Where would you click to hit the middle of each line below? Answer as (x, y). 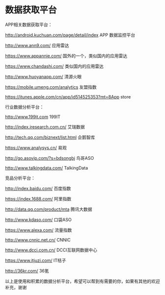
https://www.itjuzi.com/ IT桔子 (36, 260)
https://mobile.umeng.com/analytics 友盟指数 (51, 87)
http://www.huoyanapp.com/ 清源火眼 (43, 76)
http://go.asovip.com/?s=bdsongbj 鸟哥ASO (50, 158)
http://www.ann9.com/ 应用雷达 (37, 45)
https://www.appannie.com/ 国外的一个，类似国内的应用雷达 (66, 56)
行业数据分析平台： (25, 107)
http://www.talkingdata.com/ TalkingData (47, 168)
